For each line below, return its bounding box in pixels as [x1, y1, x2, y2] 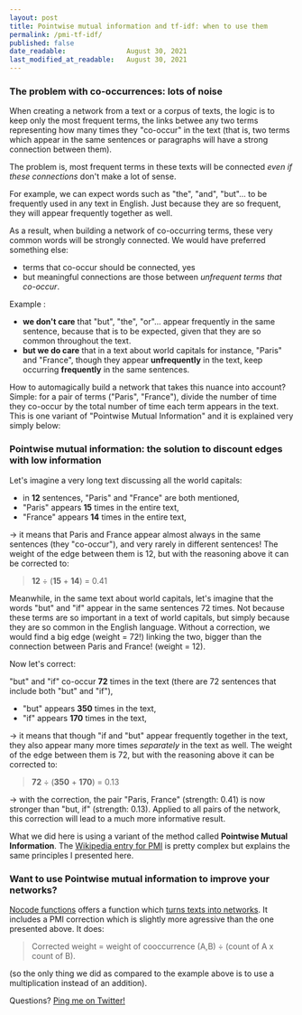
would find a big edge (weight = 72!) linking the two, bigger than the [9, 631, 262, 642]
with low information [9, 454, 102, 466]
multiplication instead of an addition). [9, 977, 147, 988]
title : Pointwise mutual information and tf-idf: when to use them [9, 22, 269, 31]
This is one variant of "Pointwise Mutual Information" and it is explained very [9, 410, 294, 421]
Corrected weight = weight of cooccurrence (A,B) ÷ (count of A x [31, 941, 274, 952]
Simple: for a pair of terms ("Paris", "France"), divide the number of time [9, 391, 278, 402]
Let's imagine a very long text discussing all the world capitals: [9, 475, 243, 485]
